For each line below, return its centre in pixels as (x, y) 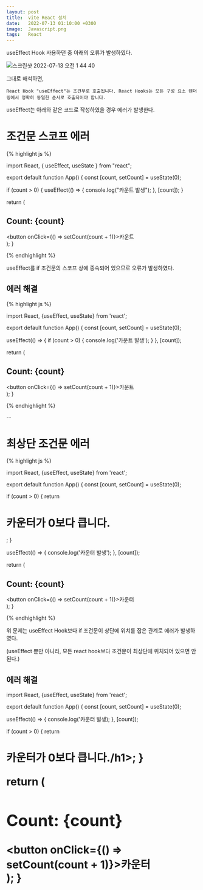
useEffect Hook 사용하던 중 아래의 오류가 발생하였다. (69, 53)
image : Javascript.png (36, 29)
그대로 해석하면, (25, 79)
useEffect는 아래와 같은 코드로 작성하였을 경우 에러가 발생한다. (81, 110)
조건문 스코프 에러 (48, 137)
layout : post (23, 12)
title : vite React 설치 (36, 18)
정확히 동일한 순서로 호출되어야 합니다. (64, 98)
